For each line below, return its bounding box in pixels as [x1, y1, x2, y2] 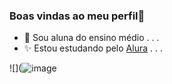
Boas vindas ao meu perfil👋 [9, 9, 146, 23]
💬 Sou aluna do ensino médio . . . [23, 32, 160, 44]
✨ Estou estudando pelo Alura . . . [23, 42, 163, 54]
